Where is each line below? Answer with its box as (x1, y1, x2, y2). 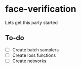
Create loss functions (12, 52, 56, 58)
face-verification (5, 3, 77, 15)
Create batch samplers (12, 46, 59, 52)
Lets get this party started (5, 20, 58, 25)
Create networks (12, 58, 47, 64)
